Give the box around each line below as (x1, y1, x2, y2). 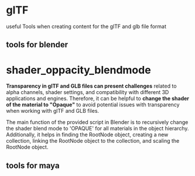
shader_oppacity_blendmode (6, 63, 151, 77)
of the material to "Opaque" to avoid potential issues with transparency (6, 101, 180, 108)
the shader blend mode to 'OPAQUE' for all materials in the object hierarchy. (6, 125, 189, 132)
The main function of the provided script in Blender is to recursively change (6, 119, 189, 126)
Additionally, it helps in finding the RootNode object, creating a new (6, 131, 169, 138)
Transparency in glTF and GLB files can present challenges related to (6, 82, 177, 89)
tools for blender (6, 40, 69, 50)
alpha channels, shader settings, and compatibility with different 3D (6, 89, 169, 96)
